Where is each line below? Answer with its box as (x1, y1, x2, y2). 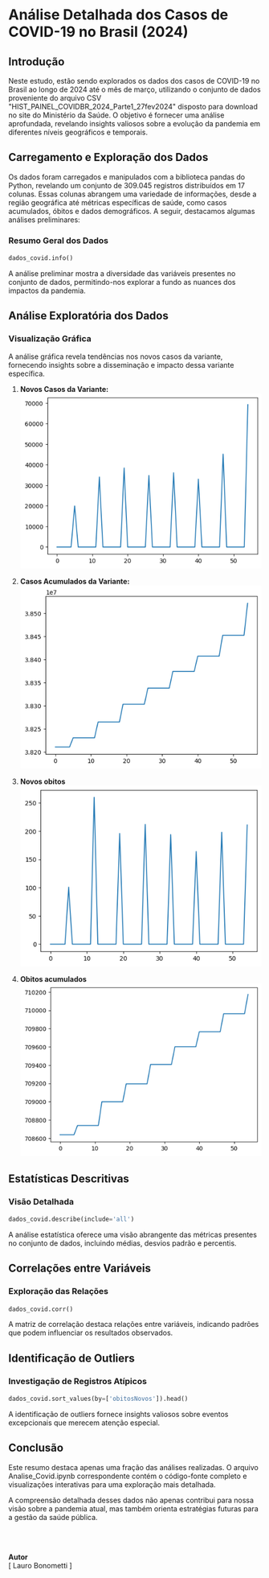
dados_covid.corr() (8, 1305, 74, 1313)
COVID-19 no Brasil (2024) (8, 23, 189, 41)
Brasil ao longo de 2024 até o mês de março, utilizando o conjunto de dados (8, 84, 261, 94)
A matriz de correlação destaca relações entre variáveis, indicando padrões (8, 1320, 259, 1329)
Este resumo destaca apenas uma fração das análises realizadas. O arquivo (8, 1462, 259, 1472)
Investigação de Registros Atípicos (8, 1375, 147, 1386)
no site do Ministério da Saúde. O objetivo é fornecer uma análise (8, 110, 225, 120)
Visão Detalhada (8, 1196, 75, 1207)
